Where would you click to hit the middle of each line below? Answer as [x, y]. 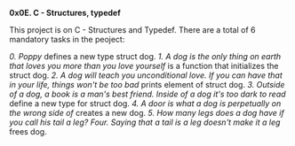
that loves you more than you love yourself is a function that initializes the [144, 66]
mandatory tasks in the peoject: [67, 39]
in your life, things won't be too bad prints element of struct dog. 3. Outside [147, 85]
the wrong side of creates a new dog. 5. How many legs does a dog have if [147, 113]
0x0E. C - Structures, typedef [65, 13]
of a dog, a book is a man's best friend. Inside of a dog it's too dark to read [147, 94]
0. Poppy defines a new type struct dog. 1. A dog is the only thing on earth [145, 56]
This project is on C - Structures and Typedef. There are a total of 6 [132, 30]
